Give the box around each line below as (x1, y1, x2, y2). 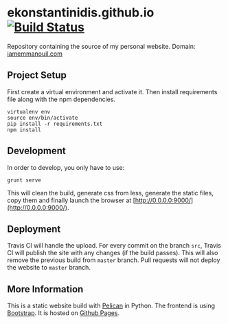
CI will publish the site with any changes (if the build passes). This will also (7, 249, 218, 257)
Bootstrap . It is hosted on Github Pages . (7, 309, 120, 317)
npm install (7, 126, 41, 133)
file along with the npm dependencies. (7, 95, 115, 103)
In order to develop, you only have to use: (7, 163, 125, 171)
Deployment (7, 223, 61, 235)
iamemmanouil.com (7, 50, 63, 58)
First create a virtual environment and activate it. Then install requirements (7, 87, 218, 96)
